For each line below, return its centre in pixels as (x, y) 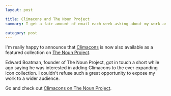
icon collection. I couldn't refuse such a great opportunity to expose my (80, 73)
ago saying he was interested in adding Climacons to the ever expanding (81, 68)
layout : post (19, 10)
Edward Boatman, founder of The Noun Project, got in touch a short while (82, 62)
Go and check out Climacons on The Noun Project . (59, 88)
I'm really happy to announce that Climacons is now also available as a (79, 47)
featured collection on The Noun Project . (48, 53)
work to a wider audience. (33, 78)
